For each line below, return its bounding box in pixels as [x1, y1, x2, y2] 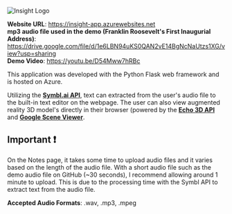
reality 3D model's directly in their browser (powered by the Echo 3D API [7, 106, 215, 114]
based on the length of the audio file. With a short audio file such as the [7, 163, 211, 171]
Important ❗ [7, 134, 57, 145]
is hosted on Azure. [7, 78, 63, 86]
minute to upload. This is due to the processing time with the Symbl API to [7, 177, 218, 186]
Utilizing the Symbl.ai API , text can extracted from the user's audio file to [7, 91, 216, 99]
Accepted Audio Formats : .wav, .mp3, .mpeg [7, 198, 137, 207]
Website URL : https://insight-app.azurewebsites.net [7, 20, 156, 28]
